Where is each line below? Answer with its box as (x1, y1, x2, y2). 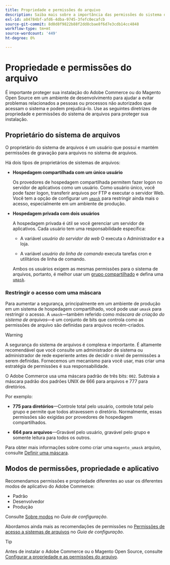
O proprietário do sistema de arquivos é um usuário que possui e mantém (5, 144, 158, 150)
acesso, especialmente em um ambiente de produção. (12, 200, 126, 206)
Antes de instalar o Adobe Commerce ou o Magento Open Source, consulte (5, 548, 163, 554)
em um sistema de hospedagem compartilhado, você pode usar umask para (5, 306, 162, 312)
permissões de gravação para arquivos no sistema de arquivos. (5, 150, 138, 156)
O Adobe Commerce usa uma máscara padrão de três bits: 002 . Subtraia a (5, 373, 159, 379)
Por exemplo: (5, 393, 33, 400)
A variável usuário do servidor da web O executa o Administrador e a (20, 235, 164, 241)
